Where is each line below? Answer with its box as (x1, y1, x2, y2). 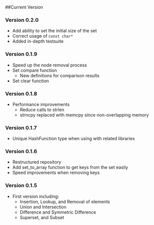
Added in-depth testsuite (12, 38, 64, 44)
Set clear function (12, 78, 49, 84)
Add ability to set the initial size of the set (12, 28, 97, 34)
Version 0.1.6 (5, 148, 37, 155)
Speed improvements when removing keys (12, 169, 100, 175)
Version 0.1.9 (5, 51, 37, 57)
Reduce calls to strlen (19, 107, 65, 112)
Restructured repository (12, 159, 61, 165)
